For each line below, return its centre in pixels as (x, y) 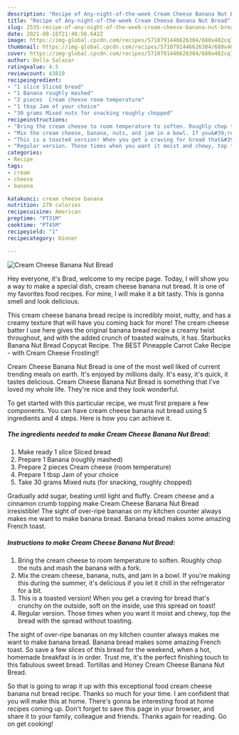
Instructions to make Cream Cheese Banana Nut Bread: (91, 543)
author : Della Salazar (41, 60)
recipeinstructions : (38, 119)
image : (17, 41)
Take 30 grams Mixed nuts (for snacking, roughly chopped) (105, 482)
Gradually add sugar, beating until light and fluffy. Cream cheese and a (111, 496)
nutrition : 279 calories (44, 205)
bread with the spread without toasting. (75, 621)
